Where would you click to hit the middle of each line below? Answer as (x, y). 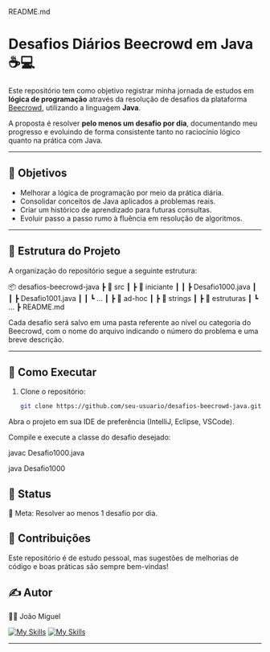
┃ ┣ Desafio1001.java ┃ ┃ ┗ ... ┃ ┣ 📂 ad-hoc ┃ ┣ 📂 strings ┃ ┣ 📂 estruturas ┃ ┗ (133, 298)
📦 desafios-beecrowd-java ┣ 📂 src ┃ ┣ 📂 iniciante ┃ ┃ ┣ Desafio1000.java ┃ (133, 287)
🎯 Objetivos (38, 173)
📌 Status (30, 494)
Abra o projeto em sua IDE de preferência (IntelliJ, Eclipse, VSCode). (121, 422)
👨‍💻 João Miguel (35, 616)
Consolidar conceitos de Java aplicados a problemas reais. (118, 201)
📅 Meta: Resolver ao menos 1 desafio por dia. (83, 514)
